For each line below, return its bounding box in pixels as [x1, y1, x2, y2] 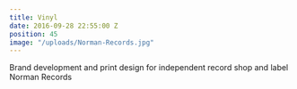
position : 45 [9, 29, 58, 38]
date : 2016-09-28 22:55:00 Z [9, 21, 118, 30]
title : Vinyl [9, 12, 58, 22]
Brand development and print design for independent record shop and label [9, 62, 289, 73]
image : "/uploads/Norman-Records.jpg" [9, 37, 154, 47]
